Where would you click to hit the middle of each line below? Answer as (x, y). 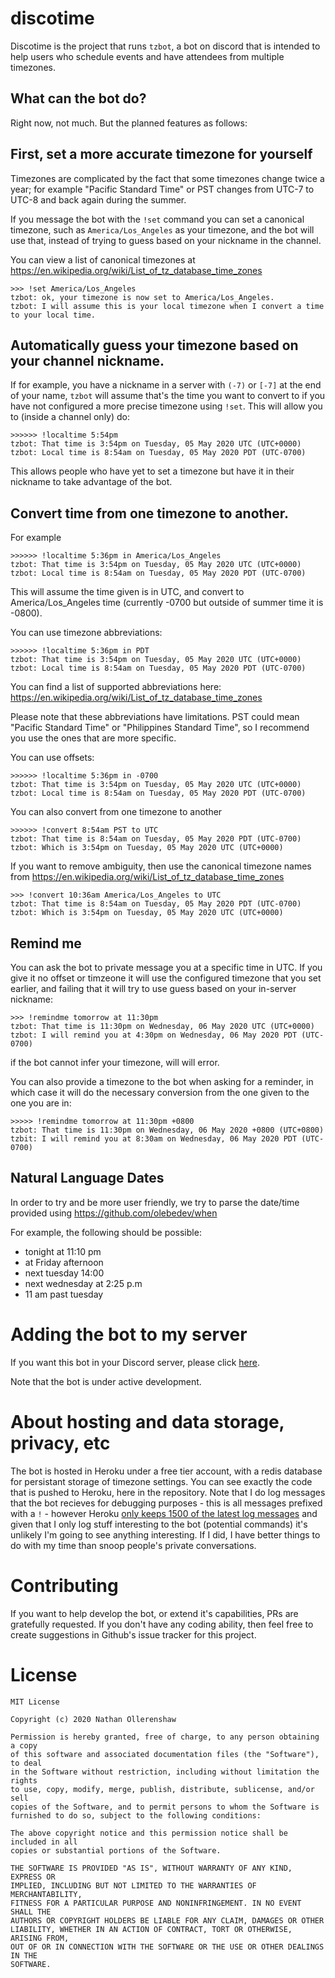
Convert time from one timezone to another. (150, 513)
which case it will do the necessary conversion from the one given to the (160, 1092)
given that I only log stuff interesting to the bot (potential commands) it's (159, 1524)
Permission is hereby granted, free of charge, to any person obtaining (165, 1737)
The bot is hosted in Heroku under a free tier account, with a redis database (166, 1471)
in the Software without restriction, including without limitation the (165, 1772)
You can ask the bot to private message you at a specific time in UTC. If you (166, 967)
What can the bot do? (78, 98)
